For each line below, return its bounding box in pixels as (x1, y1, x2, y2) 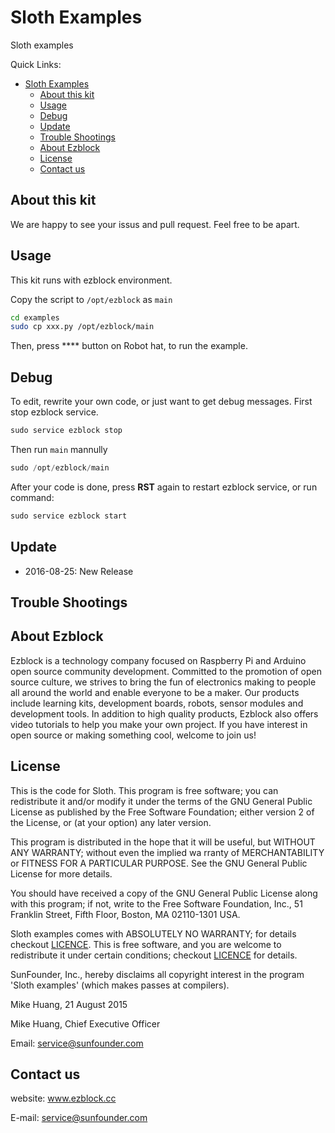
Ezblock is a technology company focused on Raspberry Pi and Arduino (10, 654, 307, 666)
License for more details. (10, 867, 113, 880)
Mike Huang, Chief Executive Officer (10, 1017, 161, 1030)
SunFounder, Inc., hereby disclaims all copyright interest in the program (10, 968, 305, 980)
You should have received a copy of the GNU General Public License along (10, 887, 318, 899)
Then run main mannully (10, 444, 108, 455)
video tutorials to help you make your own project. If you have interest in (10, 718, 308, 730)
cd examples (10, 312, 60, 323)
